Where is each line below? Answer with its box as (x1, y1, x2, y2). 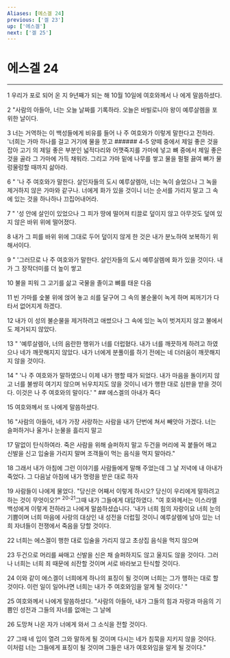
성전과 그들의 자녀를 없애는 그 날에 (19, 605, 112, 613)
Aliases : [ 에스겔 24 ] (7, 10, 65, 17)
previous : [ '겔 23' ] (7, 16, 64, 23)
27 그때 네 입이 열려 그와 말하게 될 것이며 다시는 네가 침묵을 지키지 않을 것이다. (7, 635, 216, 643)
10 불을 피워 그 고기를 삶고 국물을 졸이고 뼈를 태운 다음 (7, 279, 152, 287)
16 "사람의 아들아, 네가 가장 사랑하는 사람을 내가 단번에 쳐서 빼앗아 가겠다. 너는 (7, 417, 217, 426)
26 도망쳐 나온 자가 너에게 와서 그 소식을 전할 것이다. (7, 620, 148, 628)
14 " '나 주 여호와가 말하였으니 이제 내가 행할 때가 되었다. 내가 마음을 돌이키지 (7, 371, 213, 380)
